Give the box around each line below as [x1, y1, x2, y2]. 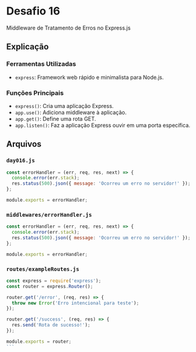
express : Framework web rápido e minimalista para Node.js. [15, 74, 164, 81]
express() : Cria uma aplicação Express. [15, 102, 114, 109]
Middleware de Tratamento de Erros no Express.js [6, 24, 131, 31]
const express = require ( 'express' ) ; [6, 278, 102, 284]
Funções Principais [6, 89, 64, 97]
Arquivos [6, 139, 42, 149]
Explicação [6, 42, 49, 52]
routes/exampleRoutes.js [6, 266, 80, 272]
